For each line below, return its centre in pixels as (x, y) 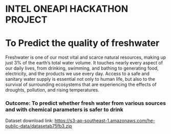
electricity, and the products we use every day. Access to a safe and (78, 74)
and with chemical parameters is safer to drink (65, 109)
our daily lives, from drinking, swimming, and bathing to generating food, (82, 68)
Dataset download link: (29, 121)
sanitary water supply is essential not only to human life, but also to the (80, 79)
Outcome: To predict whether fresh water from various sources (86, 103)
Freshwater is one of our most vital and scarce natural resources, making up (86, 57)
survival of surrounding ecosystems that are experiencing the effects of (81, 84)
